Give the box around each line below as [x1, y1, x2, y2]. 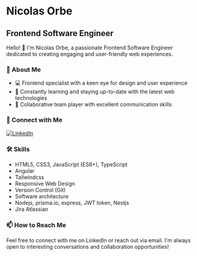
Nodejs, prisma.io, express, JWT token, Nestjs [14, 199, 129, 206]
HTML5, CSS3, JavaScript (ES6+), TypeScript [14, 160, 128, 168]
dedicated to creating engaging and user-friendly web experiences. [6, 50, 173, 58]
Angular [14, 167, 35, 174]
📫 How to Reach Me [6, 221, 66, 229]
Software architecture [14, 192, 69, 200]
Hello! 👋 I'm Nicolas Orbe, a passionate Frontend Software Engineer [6, 44, 174, 51]
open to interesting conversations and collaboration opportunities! [6, 243, 169, 251]
